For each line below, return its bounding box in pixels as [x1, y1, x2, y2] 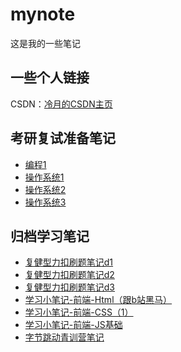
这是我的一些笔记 [10, 37, 81, 49]
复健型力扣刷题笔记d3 [24, 281, 116, 293]
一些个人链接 [10, 69, 90, 87]
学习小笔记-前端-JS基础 [24, 319, 123, 331]
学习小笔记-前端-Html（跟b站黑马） [24, 294, 173, 306]
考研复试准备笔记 [10, 130, 116, 147]
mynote [10, 3, 76, 26]
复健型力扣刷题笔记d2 [24, 269, 115, 281]
